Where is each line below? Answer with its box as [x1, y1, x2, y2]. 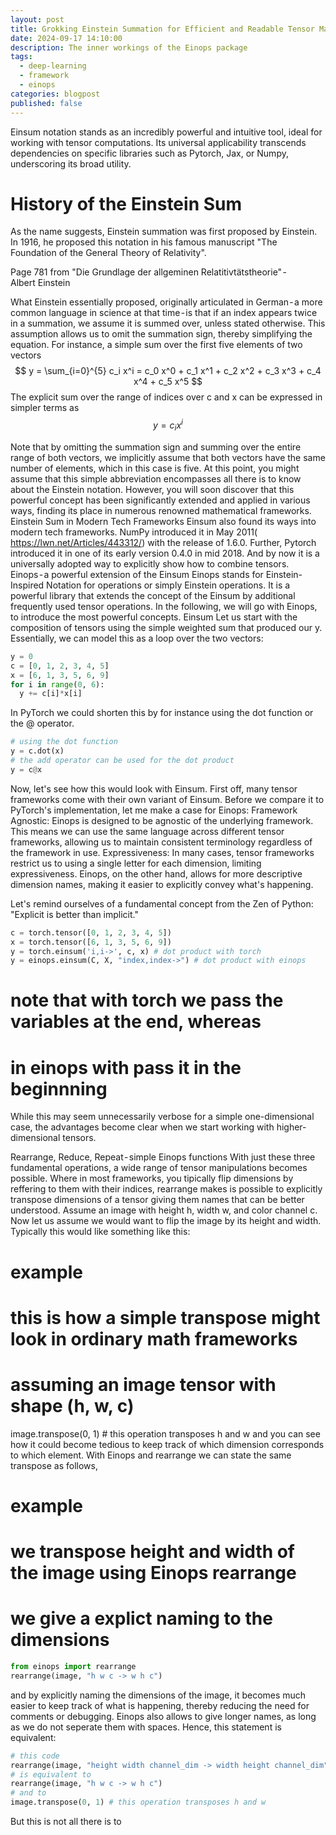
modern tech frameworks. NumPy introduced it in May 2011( [10, 526, 258, 538]
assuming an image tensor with [10, 1373, 277, 1396]
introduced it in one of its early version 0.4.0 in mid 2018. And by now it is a [10, 547, 320, 559]
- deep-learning [19, 61, 87, 71]
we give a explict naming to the [10, 1607, 273, 1630]
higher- [276, 1121, 307, 1133]
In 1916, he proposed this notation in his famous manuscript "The [10, 236, 278, 248]
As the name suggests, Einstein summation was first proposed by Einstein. [10, 226, 318, 238]
